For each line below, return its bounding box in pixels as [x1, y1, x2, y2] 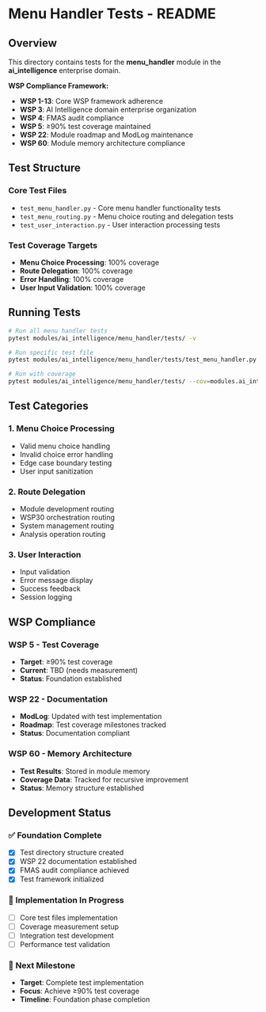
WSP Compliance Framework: [8, 81, 109, 90]
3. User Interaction [8, 549, 82, 560]
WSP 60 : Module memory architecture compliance [19, 139, 186, 147]
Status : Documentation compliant [19, 729, 131, 738]
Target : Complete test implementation [19, 978, 144, 987]
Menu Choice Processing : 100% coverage [19, 257, 160, 267]
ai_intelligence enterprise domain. [8, 66, 121, 75]
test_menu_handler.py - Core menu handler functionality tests [19, 203, 222, 212]
